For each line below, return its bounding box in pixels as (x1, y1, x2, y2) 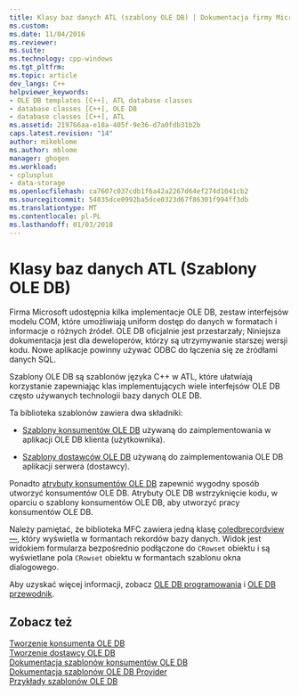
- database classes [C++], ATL (9, 112, 125, 121)
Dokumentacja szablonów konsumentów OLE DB (9, 657, 189, 668)
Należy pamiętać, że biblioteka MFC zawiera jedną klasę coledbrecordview (9, 524, 285, 535)
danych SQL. (9, 354, 56, 365)
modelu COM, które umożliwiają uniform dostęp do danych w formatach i (9, 316, 278, 327)
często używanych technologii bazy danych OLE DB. (9, 390, 203, 401)
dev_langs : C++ (9, 79, 66, 88)
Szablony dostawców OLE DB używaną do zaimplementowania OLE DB (21, 452, 284, 462)
